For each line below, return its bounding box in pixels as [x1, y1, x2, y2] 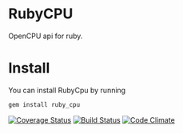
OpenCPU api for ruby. [8, 31, 83, 41]
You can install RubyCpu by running [8, 85, 126, 95]
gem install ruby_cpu [8, 100, 81, 108]
